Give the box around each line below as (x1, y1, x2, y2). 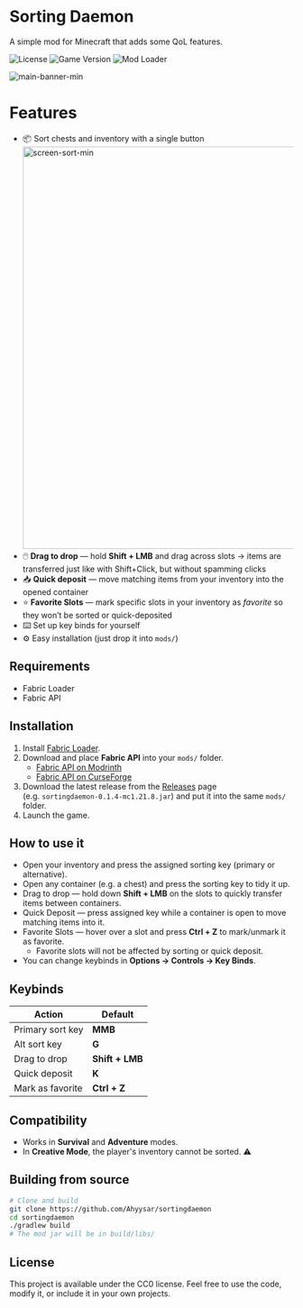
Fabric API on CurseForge (35, 771, 133, 782)
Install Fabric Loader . (22, 742, 101, 754)
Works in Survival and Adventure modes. (22, 1136, 179, 1147)
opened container (22, 586, 89, 597)
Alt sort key (14, 1038, 62, 1051)
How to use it (9, 836, 85, 851)
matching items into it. (22, 917, 106, 928)
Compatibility (9, 1112, 87, 1128)
